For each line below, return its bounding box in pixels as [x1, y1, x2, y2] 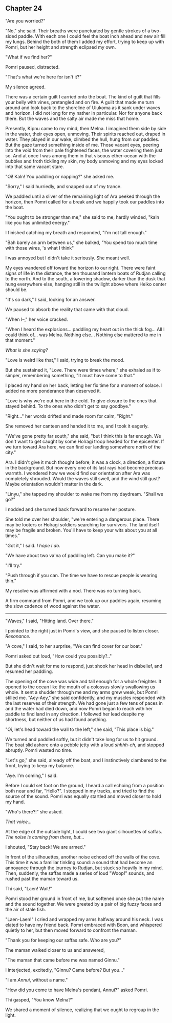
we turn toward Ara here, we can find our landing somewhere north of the [5, 443, 161, 450]
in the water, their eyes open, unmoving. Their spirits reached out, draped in [5, 131, 165, 137]
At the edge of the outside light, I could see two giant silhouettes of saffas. [5, 828, 162, 834]
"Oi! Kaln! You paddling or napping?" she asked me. [5, 173, 115, 179]
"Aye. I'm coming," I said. [5, 772, 58, 779]
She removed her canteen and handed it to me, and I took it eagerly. [5, 423, 149, 429]
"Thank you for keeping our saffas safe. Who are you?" [5, 937, 122, 943]
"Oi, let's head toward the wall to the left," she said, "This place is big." [5, 726, 154, 732]
